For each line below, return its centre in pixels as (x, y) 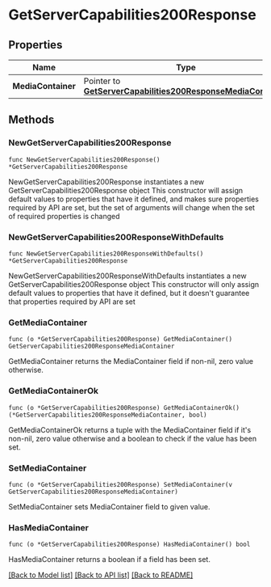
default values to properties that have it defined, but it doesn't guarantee (129, 293)
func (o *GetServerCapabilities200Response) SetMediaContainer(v (120, 484)
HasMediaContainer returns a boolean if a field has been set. (110, 560)
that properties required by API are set (72, 302)
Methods (31, 120)
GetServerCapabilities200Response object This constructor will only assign (134, 284)
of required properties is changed (64, 216)
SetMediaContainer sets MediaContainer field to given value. (110, 506)
